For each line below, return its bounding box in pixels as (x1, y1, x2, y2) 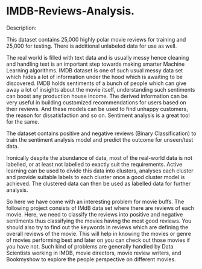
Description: (6, 24, 37, 31)
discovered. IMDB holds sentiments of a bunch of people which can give (6, 80, 187, 87)
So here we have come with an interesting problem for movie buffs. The (6, 198, 185, 205)
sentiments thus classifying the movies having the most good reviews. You (6, 217, 192, 224)
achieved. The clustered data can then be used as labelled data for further (6, 180, 191, 187)
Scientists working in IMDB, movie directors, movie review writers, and (6, 249, 181, 256)
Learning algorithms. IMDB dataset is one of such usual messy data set (6, 66, 183, 74)
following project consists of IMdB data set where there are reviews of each (6, 204, 194, 212)
